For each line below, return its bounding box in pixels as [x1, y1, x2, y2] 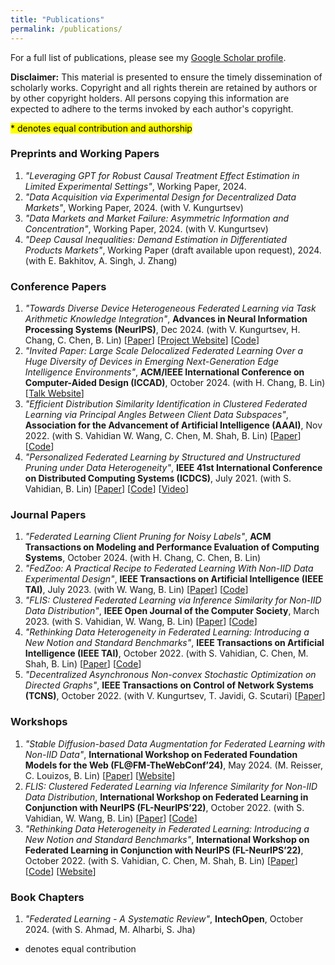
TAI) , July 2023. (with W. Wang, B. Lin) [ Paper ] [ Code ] [24, 584, 249, 596]
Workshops [10, 715, 68, 729]
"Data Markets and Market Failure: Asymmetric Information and [24, 212, 289, 224]
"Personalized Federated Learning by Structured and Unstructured [24, 451, 301, 463]
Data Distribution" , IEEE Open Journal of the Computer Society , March [24, 605, 320, 617]
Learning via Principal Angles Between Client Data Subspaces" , [24, 409, 289, 421]
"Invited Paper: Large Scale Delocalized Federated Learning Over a [24, 345, 304, 357]
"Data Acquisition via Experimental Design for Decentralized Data [24, 191, 297, 203]
